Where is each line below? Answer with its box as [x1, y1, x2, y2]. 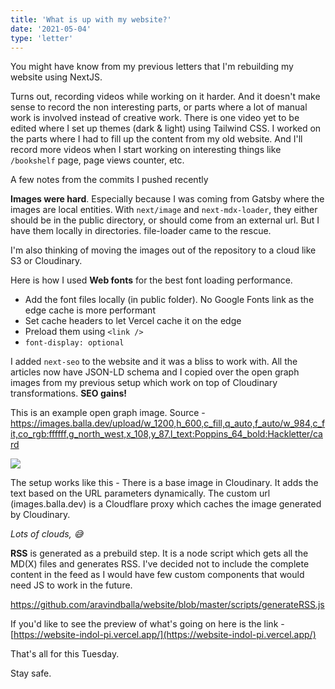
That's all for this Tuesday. [10, 648, 120, 660]
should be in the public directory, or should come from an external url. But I [10, 214, 320, 226]
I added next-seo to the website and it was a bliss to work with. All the [10, 356, 298, 368]
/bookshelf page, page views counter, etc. [10, 154, 185, 166]
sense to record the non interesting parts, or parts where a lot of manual [10, 101, 308, 113]
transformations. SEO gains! [10, 387, 127, 400]
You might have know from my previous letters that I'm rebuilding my [10, 61, 294, 73]
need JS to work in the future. [10, 579, 133, 591]
